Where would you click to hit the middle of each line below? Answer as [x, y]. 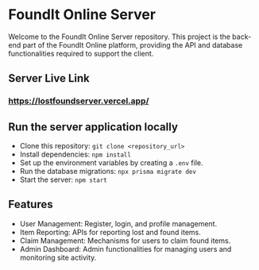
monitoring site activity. [58, 257]
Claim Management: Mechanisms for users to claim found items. [125, 241]
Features [31, 204]
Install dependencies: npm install [75, 154]
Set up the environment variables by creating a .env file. [111, 163]
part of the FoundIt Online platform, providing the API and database [133, 44]
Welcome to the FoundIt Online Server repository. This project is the [119, 37]
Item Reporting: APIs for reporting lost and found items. [110, 232]
